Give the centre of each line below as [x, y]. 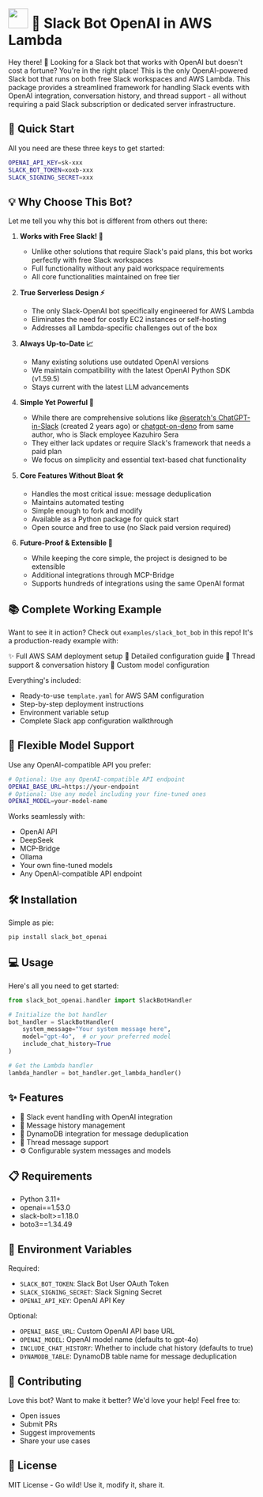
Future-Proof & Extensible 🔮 [66, 543]
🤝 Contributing [45, 1381]
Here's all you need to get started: [64, 986]
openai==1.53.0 [45, 1207]
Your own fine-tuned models [66, 866]
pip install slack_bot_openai [58, 938]
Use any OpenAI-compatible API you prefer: [80, 764]
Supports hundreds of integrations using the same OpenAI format [138, 584]
